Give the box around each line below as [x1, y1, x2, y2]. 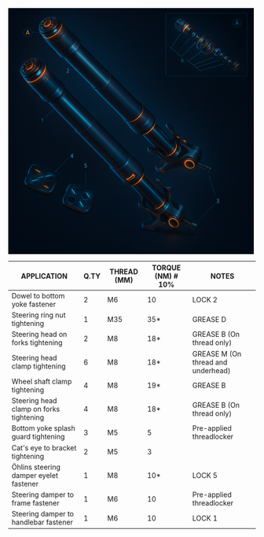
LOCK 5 [192, 470, 218, 480]
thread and [192, 357, 228, 367]
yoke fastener [11, 299, 57, 309]
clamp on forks [11, 405, 60, 413]
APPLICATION [20, 271, 68, 280]
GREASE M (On [192, 349, 242, 358]
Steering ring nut [11, 310, 66, 320]
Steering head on [11, 330, 68, 339]
